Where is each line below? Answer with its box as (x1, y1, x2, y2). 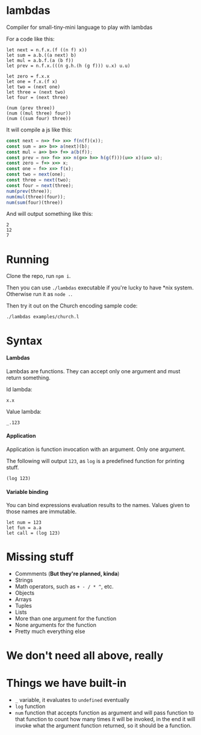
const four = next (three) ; (6, 182, 74, 189)
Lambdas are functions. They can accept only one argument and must (6, 367, 181, 374)
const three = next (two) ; (6, 177, 71, 183)
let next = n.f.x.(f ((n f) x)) (6, 46, 87, 53)
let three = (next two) (6, 89, 66, 95)
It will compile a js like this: (6, 126, 72, 133)
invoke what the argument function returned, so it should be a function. (14, 722, 192, 730)
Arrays (14, 596, 32, 603)
